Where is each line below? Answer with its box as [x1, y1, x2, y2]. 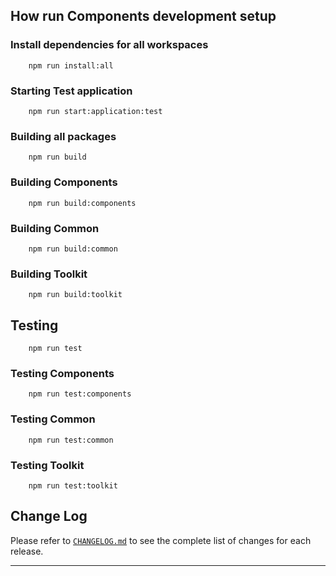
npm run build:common [28, 244, 118, 254]
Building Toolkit [10, 267, 88, 281]
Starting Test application [10, 84, 133, 98]
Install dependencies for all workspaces [10, 38, 209, 52]
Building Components [10, 175, 118, 189]
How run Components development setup [10, 8, 277, 25]
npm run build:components [28, 198, 137, 208]
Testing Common [10, 412, 96, 426]
